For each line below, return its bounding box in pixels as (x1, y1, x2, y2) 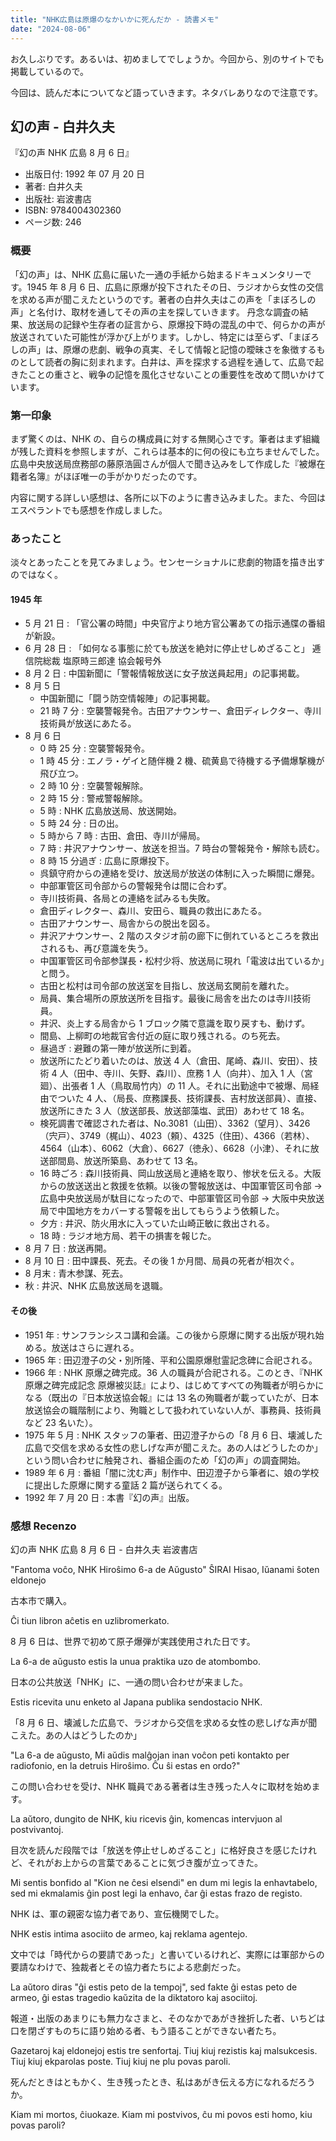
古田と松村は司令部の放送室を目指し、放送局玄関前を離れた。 (39, 980, 295, 992)
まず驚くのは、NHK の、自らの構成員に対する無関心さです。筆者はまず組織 (10, 432, 320, 445)
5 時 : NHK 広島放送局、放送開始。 (39, 805, 183, 817)
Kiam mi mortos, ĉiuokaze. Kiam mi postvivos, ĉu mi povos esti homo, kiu (10, 2108, 313, 2120)
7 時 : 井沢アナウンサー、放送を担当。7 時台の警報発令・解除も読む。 (39, 842, 325, 855)
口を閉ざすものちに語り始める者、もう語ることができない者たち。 (10, 2024, 282, 2036)
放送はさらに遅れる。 (51, 1341, 140, 1353)
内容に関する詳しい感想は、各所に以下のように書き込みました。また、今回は (10, 491, 326, 503)
